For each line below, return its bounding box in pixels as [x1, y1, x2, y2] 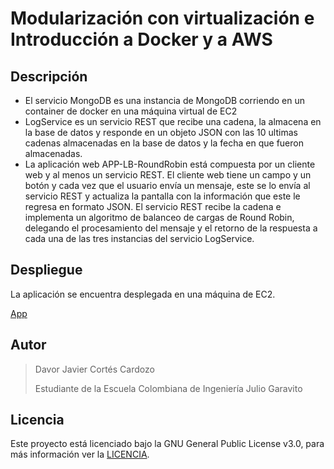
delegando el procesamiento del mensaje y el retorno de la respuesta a [24, 222, 318, 234]
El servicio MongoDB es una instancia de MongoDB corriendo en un [24, 95, 306, 106]
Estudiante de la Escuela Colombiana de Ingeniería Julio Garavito [34, 382, 303, 394]
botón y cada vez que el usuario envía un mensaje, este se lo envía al [24, 180, 311, 191]
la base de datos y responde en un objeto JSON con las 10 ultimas [24, 127, 298, 138]
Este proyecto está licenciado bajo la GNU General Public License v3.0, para [10, 438, 325, 450]
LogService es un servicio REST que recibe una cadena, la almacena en [24, 116, 322, 127]
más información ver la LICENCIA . [10, 448, 150, 461]
